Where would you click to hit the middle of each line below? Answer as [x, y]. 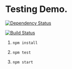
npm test [22, 52]
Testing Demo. [37, 9]
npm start [23, 62]
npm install [25, 43]
